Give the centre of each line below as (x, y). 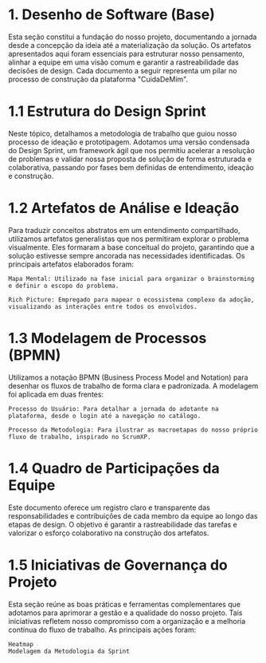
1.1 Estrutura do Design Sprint (108, 111)
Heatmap (21, 644)
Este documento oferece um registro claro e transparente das (110, 507)
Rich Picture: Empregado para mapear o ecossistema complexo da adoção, (131, 300)
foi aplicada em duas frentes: (56, 394)
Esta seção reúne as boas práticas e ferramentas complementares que (125, 604)
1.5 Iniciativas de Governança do (118, 565)
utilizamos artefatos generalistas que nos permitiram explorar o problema (129, 239)
